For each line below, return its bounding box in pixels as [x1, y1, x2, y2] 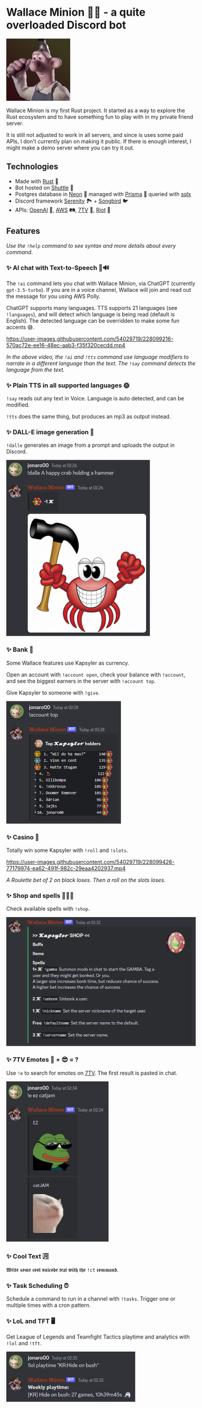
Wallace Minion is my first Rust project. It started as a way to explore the [6, 107, 185, 114]
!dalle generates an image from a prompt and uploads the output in [6, 441, 175, 449]
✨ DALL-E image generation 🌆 [6, 428, 94, 437]
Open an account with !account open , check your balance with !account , [6, 671, 186, 678]
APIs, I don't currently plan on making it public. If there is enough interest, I [6, 137, 191, 145]
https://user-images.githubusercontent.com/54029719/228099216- [6, 335, 174, 343]
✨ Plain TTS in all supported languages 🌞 [6, 381, 130, 390]
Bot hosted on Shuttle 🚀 [14, 184, 74, 191]
